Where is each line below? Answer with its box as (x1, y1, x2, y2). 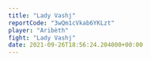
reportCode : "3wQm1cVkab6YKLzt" (8, 19, 115, 27)
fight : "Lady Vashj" (8, 33, 77, 42)
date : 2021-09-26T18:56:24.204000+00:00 (8, 41, 144, 49)
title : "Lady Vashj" (8, 11, 77, 20)
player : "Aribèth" (8, 26, 69, 34)
